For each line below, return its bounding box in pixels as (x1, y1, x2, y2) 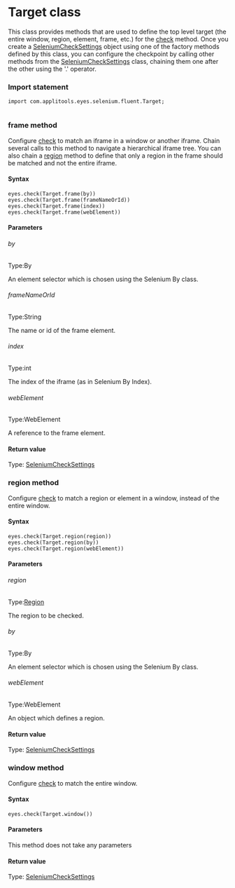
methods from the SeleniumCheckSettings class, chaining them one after (8, 57, 219, 65)
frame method (8, 121, 58, 130)
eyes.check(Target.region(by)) (8, 539, 99, 546)
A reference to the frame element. (8, 429, 106, 437)
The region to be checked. (8, 611, 85, 620)
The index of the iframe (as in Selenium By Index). (8, 377, 152, 385)
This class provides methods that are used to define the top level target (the (8, 27, 227, 36)
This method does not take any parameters (8, 840, 132, 849)
